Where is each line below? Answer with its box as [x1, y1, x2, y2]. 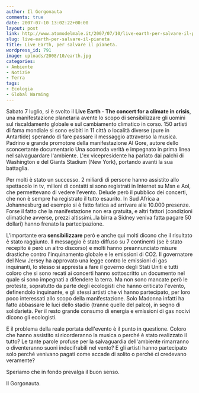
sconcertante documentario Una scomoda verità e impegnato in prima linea [6, 145, 191, 153]
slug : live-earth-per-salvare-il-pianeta [6, 36, 110, 42]
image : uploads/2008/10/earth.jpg [6, 53, 92, 59]
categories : [6, 58, 36, 64]
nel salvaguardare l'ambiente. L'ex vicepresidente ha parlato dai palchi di [6, 152, 184, 159]
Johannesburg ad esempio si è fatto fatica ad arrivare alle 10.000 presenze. [6, 201, 191, 208]
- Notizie [6, 69, 31, 75]
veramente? [6, 357, 36, 364]
